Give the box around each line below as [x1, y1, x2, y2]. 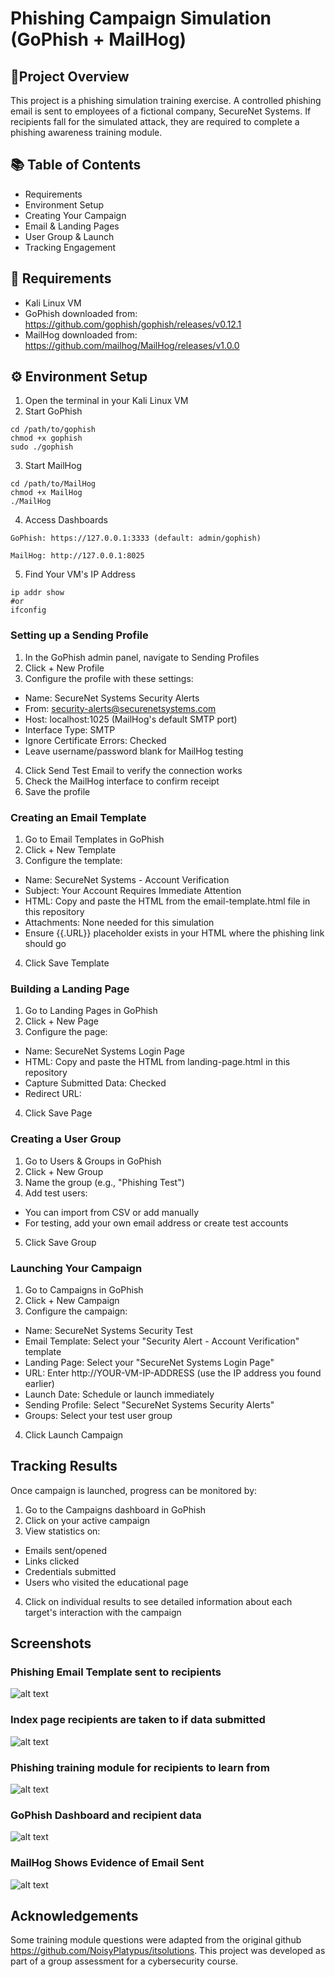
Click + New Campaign [24, 1294, 120, 1306]
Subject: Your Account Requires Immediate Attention [24, 885, 242, 897]
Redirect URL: [24, 1088, 82, 1100]
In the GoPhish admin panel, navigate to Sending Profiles [24, 651, 260, 663]
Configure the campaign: [24, 1305, 128, 1317]
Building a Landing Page [10, 982, 130, 996]
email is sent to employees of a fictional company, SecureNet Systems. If [10, 105, 312, 117]
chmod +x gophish [10, 433, 83, 444]
